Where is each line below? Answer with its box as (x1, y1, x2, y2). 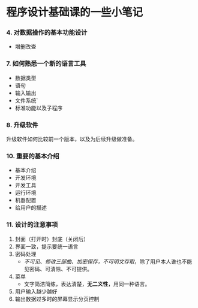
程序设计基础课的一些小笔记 (6, 5, 143, 19)
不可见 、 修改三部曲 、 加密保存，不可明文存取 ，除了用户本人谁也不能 (23, 258, 193, 265)
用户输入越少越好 (14, 288, 58, 295)
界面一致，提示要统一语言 (14, 243, 79, 250)
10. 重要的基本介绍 (6, 152, 59, 160)
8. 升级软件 (6, 120, 38, 129)
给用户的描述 (14, 204, 47, 212)
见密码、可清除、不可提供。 (23, 265, 93, 273)
